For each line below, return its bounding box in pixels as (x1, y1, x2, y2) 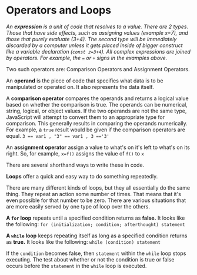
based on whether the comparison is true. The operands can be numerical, (6, 101, 188, 108)
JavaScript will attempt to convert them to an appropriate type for (6, 113, 165, 121)
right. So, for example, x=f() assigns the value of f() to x (6, 150, 144, 157)
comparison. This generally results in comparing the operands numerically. (6, 120, 188, 127)
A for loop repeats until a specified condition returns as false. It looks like (6, 214, 185, 221)
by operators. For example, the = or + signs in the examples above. (6, 54, 168, 61)
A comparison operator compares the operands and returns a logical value (6, 95, 189, 102)
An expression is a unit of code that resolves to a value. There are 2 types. (6, 23, 189, 30)
